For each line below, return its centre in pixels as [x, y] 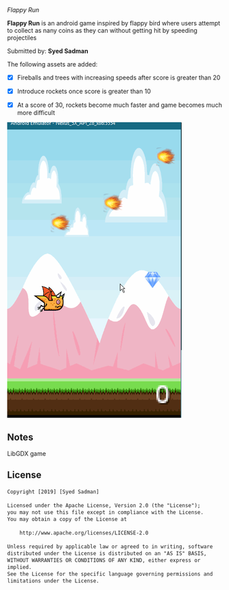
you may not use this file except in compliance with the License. [106, 512]
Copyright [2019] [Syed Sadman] [53, 492]
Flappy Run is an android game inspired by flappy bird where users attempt [114, 23]
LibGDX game [27, 454]
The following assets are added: [52, 64]
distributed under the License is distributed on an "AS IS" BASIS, [107, 553]
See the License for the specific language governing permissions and [110, 574]
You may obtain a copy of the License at [67, 519]
